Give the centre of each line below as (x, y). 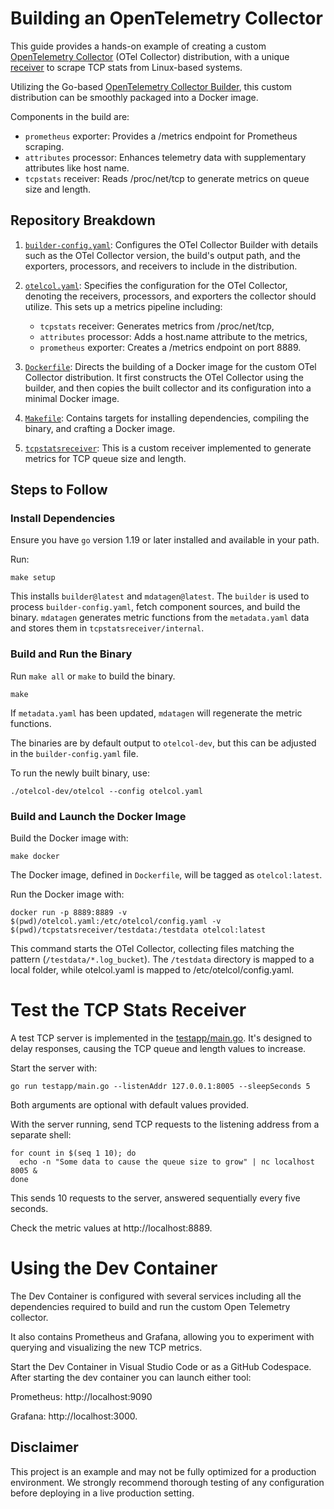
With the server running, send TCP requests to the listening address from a (165, 1124)
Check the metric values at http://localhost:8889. (111, 1228)
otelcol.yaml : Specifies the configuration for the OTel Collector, (156, 285)
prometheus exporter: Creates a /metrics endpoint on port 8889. (170, 347)
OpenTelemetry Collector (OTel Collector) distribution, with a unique (150, 56)
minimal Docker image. (72, 398)
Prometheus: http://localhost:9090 (81, 1396)
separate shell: (41, 1134)
